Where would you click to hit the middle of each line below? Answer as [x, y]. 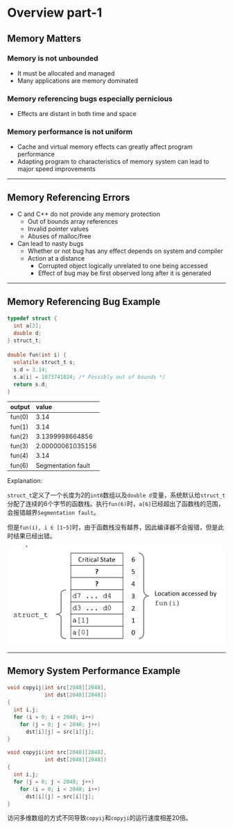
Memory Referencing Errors [69, 197]
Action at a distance [56, 258]
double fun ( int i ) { [37, 355]
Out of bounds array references [73, 222]
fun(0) [19, 417]
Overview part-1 [55, 13]
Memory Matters [44, 39]
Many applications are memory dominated [78, 81]
